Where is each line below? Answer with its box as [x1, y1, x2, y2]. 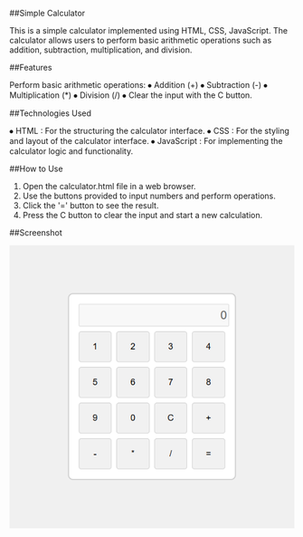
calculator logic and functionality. [9, 146, 134, 157]
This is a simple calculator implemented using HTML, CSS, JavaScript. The [9, 25, 288, 35]
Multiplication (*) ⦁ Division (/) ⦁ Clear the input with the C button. [9, 90, 253, 101]
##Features [9, 62, 52, 72]
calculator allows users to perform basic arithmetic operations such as [9, 35, 272, 45]
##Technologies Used [9, 108, 92, 119]
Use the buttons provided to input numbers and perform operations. [22, 190, 276, 201]
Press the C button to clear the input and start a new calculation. [22, 210, 263, 220]
